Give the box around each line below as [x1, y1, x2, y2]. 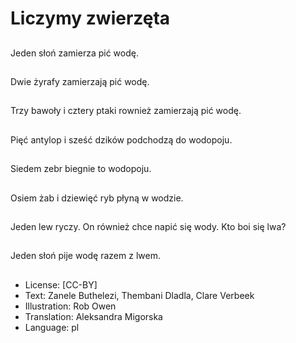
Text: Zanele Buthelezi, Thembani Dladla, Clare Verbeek [24, 289, 255, 301]
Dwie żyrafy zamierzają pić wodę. [10, 75, 150, 87]
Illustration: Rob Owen [24, 300, 117, 312]
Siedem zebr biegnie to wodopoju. [10, 163, 152, 175]
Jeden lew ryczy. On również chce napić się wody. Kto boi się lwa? [10, 220, 287, 232]
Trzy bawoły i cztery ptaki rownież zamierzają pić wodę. [10, 105, 242, 117]
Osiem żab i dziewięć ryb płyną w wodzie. [10, 192, 184, 204]
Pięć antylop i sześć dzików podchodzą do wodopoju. [10, 133, 233, 146]
